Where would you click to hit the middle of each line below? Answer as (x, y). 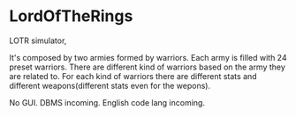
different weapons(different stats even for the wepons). (110, 85)
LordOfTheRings (71, 16)
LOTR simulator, (38, 40)
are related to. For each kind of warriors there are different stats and (133, 76)
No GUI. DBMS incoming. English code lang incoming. (107, 102)
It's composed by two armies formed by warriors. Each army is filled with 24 (148, 57)
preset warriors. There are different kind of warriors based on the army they (147, 67)
